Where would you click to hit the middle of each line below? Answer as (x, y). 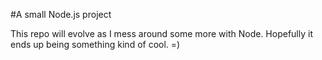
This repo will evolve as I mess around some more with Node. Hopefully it (161, 33)
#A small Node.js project (61, 14)
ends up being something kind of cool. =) (95, 44)
